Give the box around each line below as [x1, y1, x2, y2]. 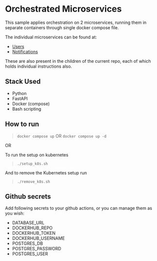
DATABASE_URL [12, 220, 45, 226]
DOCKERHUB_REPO [12, 225, 53, 231]
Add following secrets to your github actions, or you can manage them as [5, 205, 153, 211]
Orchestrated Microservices [5, 3, 122, 15]
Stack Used [5, 77, 41, 86]
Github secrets [5, 192, 51, 201]
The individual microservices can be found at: [5, 34, 97, 40]
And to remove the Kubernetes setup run [5, 169, 87, 176]
